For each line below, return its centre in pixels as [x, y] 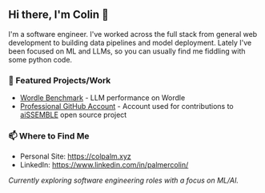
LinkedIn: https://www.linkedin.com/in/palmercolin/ [104, 165]
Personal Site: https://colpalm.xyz [76, 156]
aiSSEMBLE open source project [73, 115]
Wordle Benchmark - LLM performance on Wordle [102, 98]
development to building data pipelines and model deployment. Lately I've [130, 42]
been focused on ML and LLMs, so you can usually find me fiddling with [127, 51]
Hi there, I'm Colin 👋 [59, 15]
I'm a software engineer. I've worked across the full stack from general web [133, 34]
